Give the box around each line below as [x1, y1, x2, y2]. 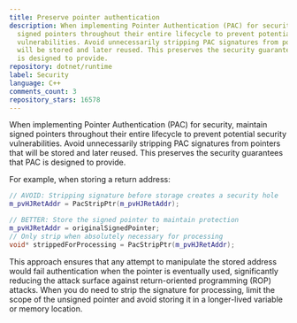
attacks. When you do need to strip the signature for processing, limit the [9, 284, 276, 295]
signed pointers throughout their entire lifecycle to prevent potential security [9, 129, 287, 140]
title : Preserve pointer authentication [9, 12, 161, 22]
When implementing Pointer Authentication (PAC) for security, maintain [9, 119, 268, 130]
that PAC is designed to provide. [9, 157, 126, 168]
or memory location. [9, 303, 83, 314]
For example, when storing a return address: [9, 174, 171, 185]
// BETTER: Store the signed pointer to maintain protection [9, 216, 240, 225]
